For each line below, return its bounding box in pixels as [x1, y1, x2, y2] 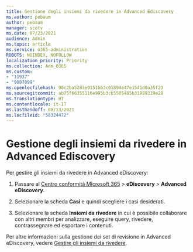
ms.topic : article [6, 42, 51, 47]
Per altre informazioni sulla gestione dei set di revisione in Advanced [6, 233, 171, 240]
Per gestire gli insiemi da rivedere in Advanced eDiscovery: [6, 169, 149, 176]
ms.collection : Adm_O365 [6, 63, 67, 69]
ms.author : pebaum [6, 14, 51, 20]
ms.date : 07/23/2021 [6, 30, 57, 36]
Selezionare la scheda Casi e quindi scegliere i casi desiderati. [14, 198, 166, 205]
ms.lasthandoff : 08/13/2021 [6, 107, 75, 113]
